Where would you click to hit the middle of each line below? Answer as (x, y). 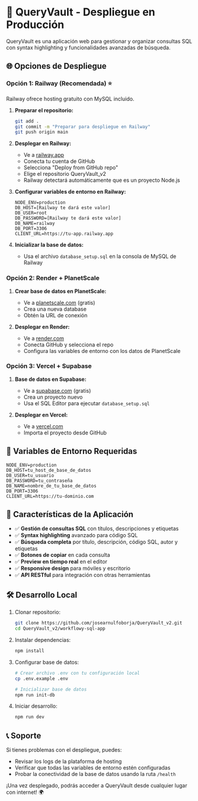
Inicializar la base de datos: (49, 245)
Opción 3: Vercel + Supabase (49, 366)
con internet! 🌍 (25, 792)
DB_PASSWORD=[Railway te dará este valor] (68, 218)
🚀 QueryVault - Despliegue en (81, 12)
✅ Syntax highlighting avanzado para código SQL (76, 535)
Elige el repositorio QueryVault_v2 (65, 174)
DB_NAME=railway (35, 223)
